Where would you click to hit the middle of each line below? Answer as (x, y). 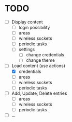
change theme (40, 60)
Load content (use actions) (38, 66)
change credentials (45, 55)
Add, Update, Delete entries (39, 93)
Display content (27, 22)
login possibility (34, 27)
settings (27, 50)
